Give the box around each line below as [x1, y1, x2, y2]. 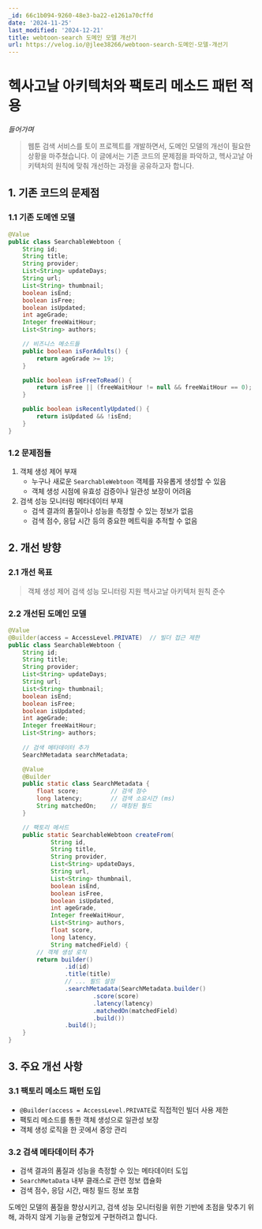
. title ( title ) [64, 970, 111, 978]
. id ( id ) [64, 963, 90, 971]
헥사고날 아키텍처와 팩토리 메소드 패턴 [8, 77, 238, 95]
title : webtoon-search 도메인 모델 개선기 [8, 33, 137, 42]
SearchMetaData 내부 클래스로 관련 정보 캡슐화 [19, 1176, 163, 1186]
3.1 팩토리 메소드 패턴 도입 [8, 1085, 101, 1096]
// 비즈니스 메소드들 [22, 340, 80, 348]
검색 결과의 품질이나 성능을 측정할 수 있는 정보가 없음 [31, 506, 194, 515]
